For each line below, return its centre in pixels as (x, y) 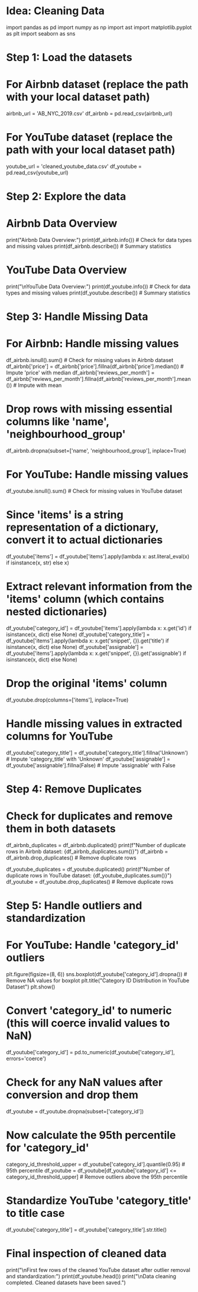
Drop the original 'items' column (87, 684)
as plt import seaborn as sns (41, 33)
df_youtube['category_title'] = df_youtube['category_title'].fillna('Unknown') (97, 752)
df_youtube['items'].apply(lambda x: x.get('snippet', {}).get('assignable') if (96, 653)
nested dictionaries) (57, 612)
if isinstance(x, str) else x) (38, 563)
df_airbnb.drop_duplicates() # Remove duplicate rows (72, 857)
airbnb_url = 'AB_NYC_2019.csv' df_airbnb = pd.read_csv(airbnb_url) (89, 114)
